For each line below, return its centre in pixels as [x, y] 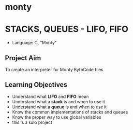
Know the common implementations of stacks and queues [70, 112]
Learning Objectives [36, 85]
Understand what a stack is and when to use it [59, 101]
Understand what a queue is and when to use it [59, 107]
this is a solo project [32, 122]
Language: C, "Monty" [34, 43]
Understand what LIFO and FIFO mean [50, 97]
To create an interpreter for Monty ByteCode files [54, 69]
